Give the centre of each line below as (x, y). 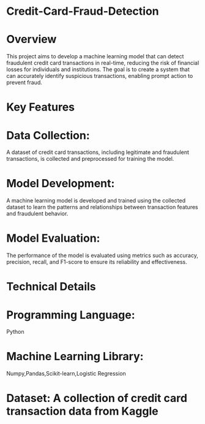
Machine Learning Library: (75, 357)
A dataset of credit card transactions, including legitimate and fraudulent (98, 152)
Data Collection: (48, 135)
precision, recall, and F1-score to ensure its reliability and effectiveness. (97, 262)
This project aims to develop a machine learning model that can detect (95, 56)
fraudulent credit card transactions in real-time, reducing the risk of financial (103, 63)
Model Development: (61, 184)
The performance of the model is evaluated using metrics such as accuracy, (102, 255)
